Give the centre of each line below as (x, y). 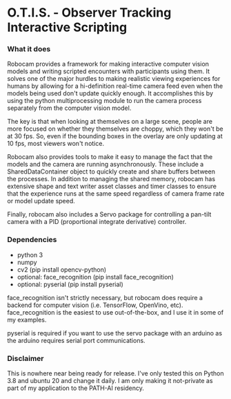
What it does (29, 49)
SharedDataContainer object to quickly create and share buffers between (111, 171)
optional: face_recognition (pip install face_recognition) (96, 277)
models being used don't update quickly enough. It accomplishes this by (110, 93)
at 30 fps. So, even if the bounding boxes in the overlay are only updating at (115, 136)
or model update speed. (41, 201)
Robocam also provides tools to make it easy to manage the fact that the (110, 157)
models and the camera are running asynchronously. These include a (106, 165)
